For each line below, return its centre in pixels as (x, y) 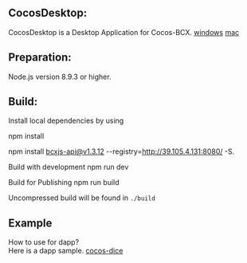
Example (30, 223)
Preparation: (40, 58)
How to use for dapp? (44, 242)
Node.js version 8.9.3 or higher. (60, 77)
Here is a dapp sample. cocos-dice (66, 251)
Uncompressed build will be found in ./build (82, 198)
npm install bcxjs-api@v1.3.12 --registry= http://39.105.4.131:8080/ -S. (122, 151)
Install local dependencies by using (66, 121)
